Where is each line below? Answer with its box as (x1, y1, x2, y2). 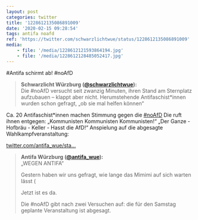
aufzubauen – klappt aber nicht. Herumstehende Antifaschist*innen (20, 93, 186, 100)
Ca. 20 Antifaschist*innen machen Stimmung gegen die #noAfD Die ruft (6, 111, 182, 118)
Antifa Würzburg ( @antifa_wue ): (20, 153, 103, 161)
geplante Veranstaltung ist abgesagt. (20, 206, 111, 214)
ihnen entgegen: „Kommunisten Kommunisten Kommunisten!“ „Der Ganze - (6, 117, 190, 125)
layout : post (6, 8, 39, 15)
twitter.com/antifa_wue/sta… (6, 142, 76, 149)
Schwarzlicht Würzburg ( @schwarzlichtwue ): (20, 81, 137, 88)
